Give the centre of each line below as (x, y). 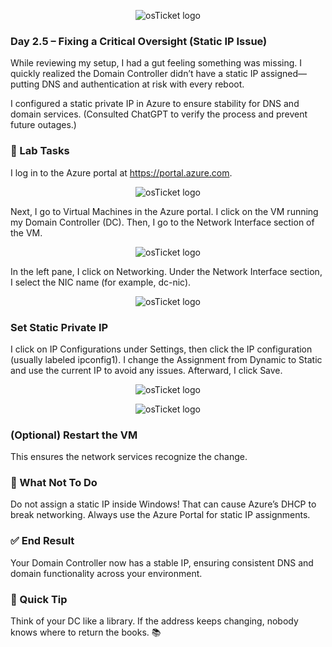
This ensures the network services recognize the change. (129, 457)
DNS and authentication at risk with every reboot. (143, 84)
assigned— (283, 74)
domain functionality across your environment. (106, 573)
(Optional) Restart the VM (74, 435)
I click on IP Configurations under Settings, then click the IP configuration (161, 349)
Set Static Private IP (59, 327)
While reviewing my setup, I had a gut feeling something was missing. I (156, 63)
